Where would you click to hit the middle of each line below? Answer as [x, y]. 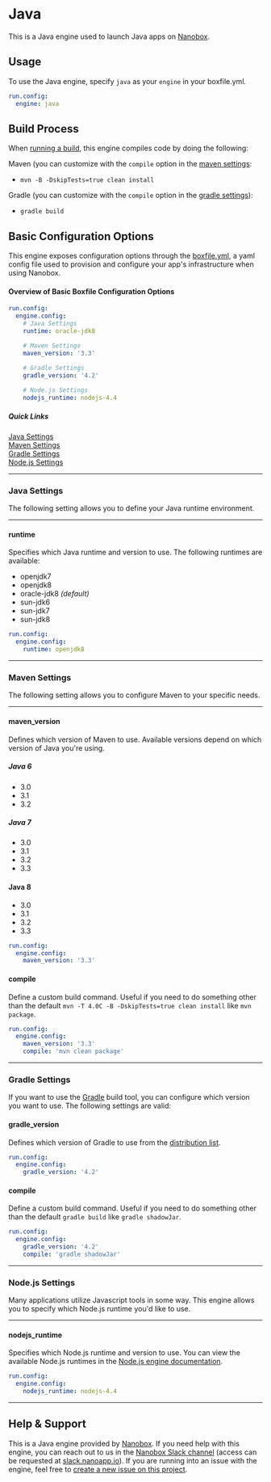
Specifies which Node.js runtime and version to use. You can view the [124, 1353]
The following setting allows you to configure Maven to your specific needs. [134, 695]
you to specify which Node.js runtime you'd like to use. [100, 1309]
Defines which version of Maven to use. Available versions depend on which [135, 739]
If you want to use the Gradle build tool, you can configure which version [129, 1097]
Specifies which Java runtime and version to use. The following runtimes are [135, 552]
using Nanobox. [35, 273]
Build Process [44, 129]
